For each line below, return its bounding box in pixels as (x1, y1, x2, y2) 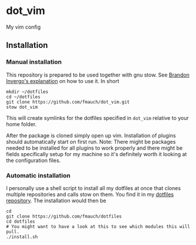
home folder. (6, 120, 37, 127)
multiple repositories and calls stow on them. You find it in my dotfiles (6, 191, 174, 198)
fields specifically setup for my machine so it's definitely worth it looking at (6, 150, 187, 157)
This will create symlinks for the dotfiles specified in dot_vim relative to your (6, 114, 189, 121)
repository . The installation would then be (6, 197, 107, 204)
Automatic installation (6, 171, 70, 180)
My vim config (6, 23, 41, 30)
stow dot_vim (6, 104, 38, 110)
